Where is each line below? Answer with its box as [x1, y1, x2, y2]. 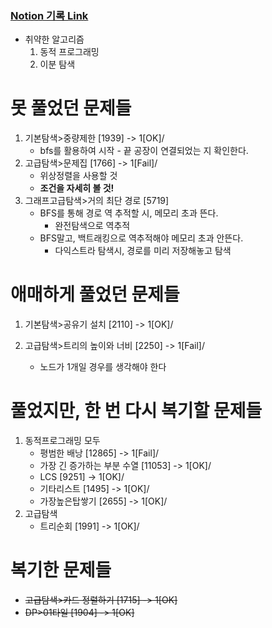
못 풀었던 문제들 [10, 97, 132, 120]
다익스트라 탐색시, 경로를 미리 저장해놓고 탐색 [54, 245, 232, 257]
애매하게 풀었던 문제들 [10, 283, 180, 306]
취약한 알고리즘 [24, 33, 85, 46]
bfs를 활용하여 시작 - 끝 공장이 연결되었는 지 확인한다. [39, 145, 249, 157]
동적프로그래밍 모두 [24, 435, 101, 447]
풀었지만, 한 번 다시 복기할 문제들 [10, 400, 263, 422]
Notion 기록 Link [10, 8, 89, 22]
